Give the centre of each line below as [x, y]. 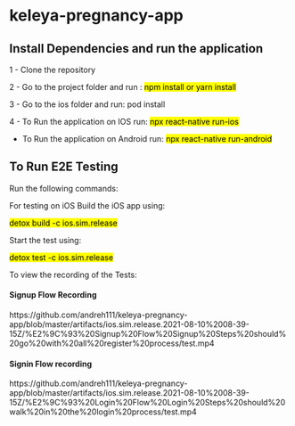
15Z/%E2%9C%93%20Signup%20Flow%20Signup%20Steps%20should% [148, 334]
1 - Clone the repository [53, 70]
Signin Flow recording [51, 364]
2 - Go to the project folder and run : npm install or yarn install [123, 87]
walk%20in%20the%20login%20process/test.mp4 [103, 412]
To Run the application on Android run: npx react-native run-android [147, 139]
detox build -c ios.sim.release [63, 223]
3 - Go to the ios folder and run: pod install [87, 104]
